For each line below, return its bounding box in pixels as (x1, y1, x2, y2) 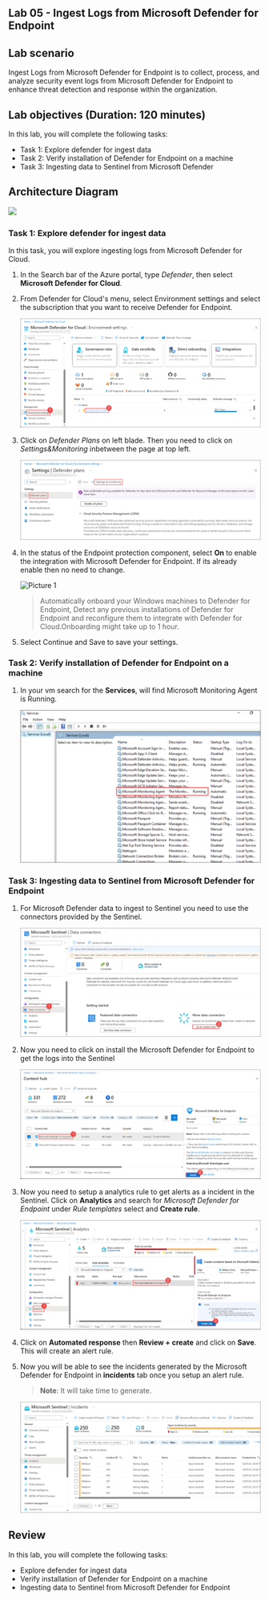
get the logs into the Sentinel (19, 1053, 115, 1063)
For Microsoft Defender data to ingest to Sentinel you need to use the (19, 904, 249, 913)
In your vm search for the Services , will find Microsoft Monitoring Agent (19, 686, 258, 696)
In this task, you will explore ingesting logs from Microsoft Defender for (8, 246, 243, 255)
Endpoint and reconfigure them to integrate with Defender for (39, 613, 243, 622)
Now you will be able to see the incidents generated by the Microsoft (19, 1361, 247, 1372)
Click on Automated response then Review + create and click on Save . (19, 1337, 257, 1348)
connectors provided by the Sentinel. (19, 912, 143, 922)
